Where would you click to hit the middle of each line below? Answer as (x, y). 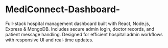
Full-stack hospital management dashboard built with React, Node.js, (78, 23)
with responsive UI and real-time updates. (49, 40)
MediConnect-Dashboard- (63, 9)
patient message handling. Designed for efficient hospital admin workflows (84, 34)
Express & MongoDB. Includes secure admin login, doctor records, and (80, 29)
